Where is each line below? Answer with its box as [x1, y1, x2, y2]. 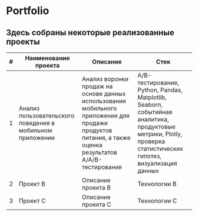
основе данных [81, 90, 126, 97]
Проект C [18, 197, 46, 205]
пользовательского [18, 112, 75, 120]
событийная [137, 108, 173, 116]
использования [81, 97, 126, 105]
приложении [18, 134, 55, 141]
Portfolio [6, 4, 49, 18]
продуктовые [137, 123, 176, 130]
